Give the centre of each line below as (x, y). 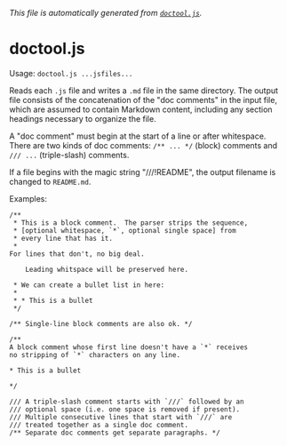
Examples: (28, 198)
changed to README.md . (50, 181)
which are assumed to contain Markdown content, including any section (141, 109)
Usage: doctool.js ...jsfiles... (71, 73)
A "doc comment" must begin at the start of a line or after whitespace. (138, 136)
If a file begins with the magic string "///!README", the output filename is (143, 171)
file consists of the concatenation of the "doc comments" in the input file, (143, 100)
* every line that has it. (63, 238)
